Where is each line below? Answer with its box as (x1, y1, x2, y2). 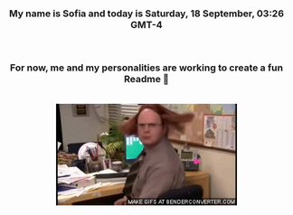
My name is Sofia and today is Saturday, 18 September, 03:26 (8, 7, 285, 20)
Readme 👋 (124, 73, 169, 86)
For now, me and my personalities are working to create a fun (9, 61, 284, 74)
